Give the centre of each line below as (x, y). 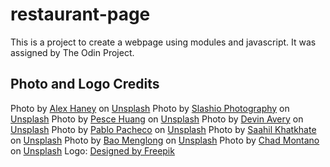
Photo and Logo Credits (85, 84)
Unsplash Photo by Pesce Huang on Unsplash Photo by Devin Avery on (157, 119)
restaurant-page (80, 14)
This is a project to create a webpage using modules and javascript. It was (163, 42)
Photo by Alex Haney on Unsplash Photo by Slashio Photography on (150, 108)
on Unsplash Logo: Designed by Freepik (92, 150)
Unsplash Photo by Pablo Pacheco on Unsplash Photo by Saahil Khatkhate (163, 129)
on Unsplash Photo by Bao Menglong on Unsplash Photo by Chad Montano (165, 140)
